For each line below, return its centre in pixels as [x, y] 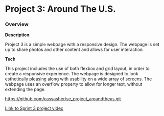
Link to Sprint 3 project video [34, 108]
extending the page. [25, 90]
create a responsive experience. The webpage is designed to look [72, 74]
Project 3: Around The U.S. [60, 9]
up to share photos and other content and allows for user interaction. [74, 49]
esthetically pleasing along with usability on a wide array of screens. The [79, 79]
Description [17, 35]
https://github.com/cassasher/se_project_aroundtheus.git [63, 99]
